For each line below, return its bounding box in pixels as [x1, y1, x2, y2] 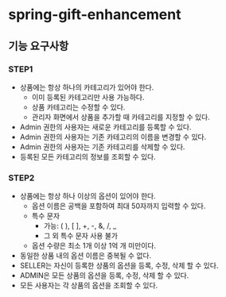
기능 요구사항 [8, 39, 69, 52]
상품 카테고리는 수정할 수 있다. [31, 102, 126, 112]
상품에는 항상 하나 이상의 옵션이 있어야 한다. [19, 191, 157, 201]
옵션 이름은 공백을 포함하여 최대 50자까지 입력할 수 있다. [31, 201, 206, 211]
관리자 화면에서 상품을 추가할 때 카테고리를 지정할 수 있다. [31, 112, 211, 121]
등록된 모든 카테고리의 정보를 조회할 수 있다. [19, 152, 157, 161]
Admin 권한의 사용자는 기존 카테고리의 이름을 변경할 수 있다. [19, 132, 207, 141]
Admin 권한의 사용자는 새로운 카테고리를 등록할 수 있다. [19, 121, 193, 132]
